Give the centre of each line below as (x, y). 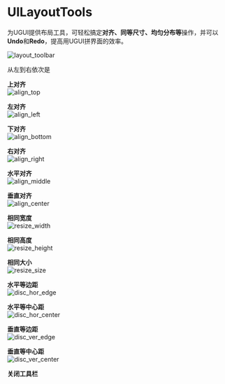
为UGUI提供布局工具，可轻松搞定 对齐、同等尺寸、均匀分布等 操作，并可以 (113, 32)
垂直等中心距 (26, 351)
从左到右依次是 (29, 69)
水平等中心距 (26, 307)
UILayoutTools (50, 12)
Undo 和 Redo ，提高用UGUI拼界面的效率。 (67, 41)
